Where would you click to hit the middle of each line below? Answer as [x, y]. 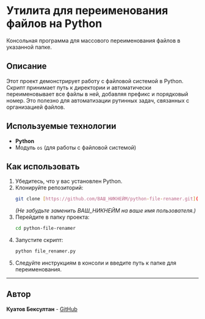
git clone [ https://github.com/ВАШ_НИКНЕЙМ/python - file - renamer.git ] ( [107, 199]
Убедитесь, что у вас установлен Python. [69, 182]
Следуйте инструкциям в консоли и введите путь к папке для [96, 263]
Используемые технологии [61, 126]
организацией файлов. [36, 107]
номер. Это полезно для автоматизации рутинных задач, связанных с [98, 100]
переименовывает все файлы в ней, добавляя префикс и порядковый [97, 94]
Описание [27, 66]
